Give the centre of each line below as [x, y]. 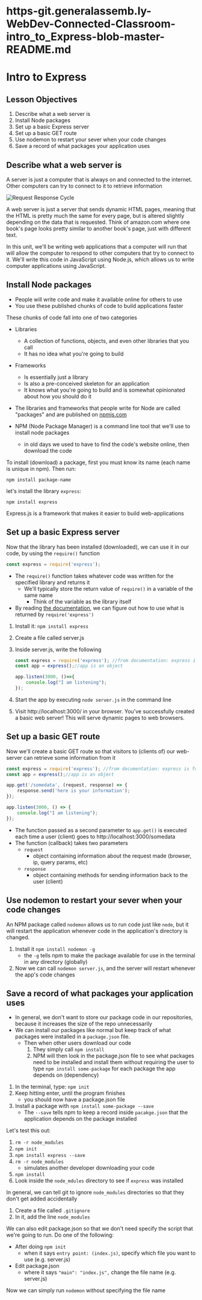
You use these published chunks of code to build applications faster [99, 305]
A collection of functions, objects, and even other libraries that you [106, 341]
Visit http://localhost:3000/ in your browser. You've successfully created [105, 711]
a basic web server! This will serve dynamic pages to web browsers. [100, 718]
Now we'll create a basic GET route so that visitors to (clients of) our [91, 751]
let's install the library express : [44, 491]
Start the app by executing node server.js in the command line [93, 699]
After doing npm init [40, 1247]
